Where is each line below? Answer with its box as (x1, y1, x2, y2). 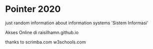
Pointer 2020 (5, 3, 61, 15)
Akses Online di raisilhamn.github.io (5, 29, 79, 35)
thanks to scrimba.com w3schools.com (5, 39, 86, 45)
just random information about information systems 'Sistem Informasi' (5, 20, 149, 26)
